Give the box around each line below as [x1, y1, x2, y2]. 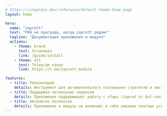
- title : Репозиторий [9, 80, 55, 86]
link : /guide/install [18, 53, 64, 58]
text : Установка [18, 48, 52, 54]
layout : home [5, 12, 32, 17]
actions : [9, 39, 28, 45]
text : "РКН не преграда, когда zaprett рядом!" [9, 30, 110, 35]
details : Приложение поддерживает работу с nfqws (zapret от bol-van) [14, 94, 164, 99]
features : [5, 76, 26, 81]
